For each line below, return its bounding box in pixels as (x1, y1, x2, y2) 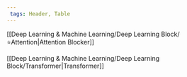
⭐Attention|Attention (6, 37, 67, 46)
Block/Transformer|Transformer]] (6, 61, 104, 70)
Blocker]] (67, 37, 95, 46)
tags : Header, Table (9, 10, 71, 18)
